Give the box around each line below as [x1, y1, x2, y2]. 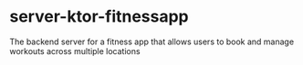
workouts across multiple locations [9, 45, 141, 56]
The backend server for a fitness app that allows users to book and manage [9, 36, 295, 47]
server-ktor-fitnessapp [9, 6, 189, 27]
